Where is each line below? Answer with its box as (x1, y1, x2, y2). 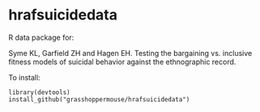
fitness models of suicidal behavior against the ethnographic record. (8, 57, 237, 67)
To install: (8, 72, 40, 82)
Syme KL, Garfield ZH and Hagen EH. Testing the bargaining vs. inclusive (8, 48, 253, 58)
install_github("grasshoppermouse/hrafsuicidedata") (8, 95, 190, 103)
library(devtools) (8, 88, 70, 97)
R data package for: (8, 32, 75, 42)
